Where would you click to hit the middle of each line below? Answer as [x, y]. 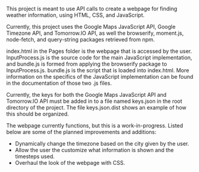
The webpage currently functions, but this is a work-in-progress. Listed [95, 125]
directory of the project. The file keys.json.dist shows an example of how [96, 107]
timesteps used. [35, 156]
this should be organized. [38, 114]
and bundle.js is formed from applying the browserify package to [87, 64]
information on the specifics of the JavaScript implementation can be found [100, 77]
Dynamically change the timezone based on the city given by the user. [102, 143]
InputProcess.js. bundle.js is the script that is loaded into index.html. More [98, 70]
